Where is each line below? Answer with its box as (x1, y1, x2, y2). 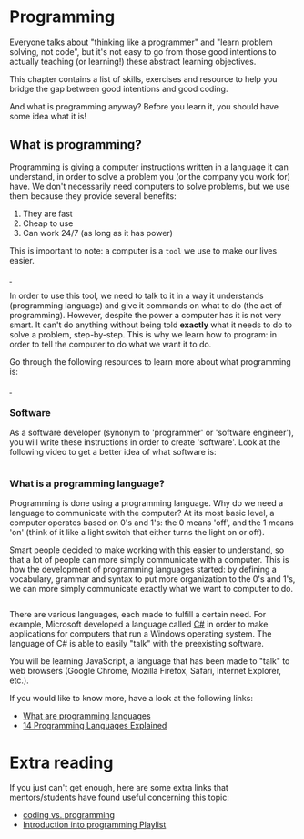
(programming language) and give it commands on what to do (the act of (9, 299, 283, 311)
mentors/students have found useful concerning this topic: (9, 792, 229, 803)
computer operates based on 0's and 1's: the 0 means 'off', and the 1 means (9, 517, 294, 528)
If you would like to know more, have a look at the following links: (9, 693, 253, 704)
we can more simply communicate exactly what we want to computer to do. (9, 584, 294, 595)
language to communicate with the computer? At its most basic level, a (9, 508, 275, 519)
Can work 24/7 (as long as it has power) (22, 227, 173, 238)
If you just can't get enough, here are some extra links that (9, 782, 229, 793)
